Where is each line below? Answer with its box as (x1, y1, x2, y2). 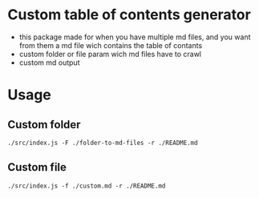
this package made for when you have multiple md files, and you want (18, 32, 251, 42)
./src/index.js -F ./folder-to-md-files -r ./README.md (7, 139, 198, 147)
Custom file (7, 160, 67, 174)
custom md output (18, 58, 80, 67)
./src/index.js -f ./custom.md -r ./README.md (7, 182, 166, 190)
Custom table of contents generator (7, 6, 252, 24)
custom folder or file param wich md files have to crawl (18, 49, 202, 59)
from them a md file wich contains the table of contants (18, 40, 203, 50)
